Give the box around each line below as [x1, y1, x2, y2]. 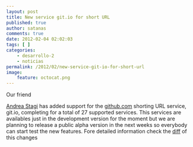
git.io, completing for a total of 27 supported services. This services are [6, 109, 182, 116]
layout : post [6, 8, 39, 15]
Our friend [6, 91, 31, 98]
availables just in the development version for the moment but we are [6, 115, 175, 122]
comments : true [6, 31, 44, 37]
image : [6, 69, 23, 75]
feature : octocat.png [17, 75, 70, 81]
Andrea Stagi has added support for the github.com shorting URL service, [6, 103, 187, 110]
